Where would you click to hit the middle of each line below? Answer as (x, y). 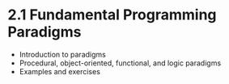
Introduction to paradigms (62, 54)
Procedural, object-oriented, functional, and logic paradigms (120, 63)
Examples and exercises (59, 71)
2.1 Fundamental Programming (112, 15)
